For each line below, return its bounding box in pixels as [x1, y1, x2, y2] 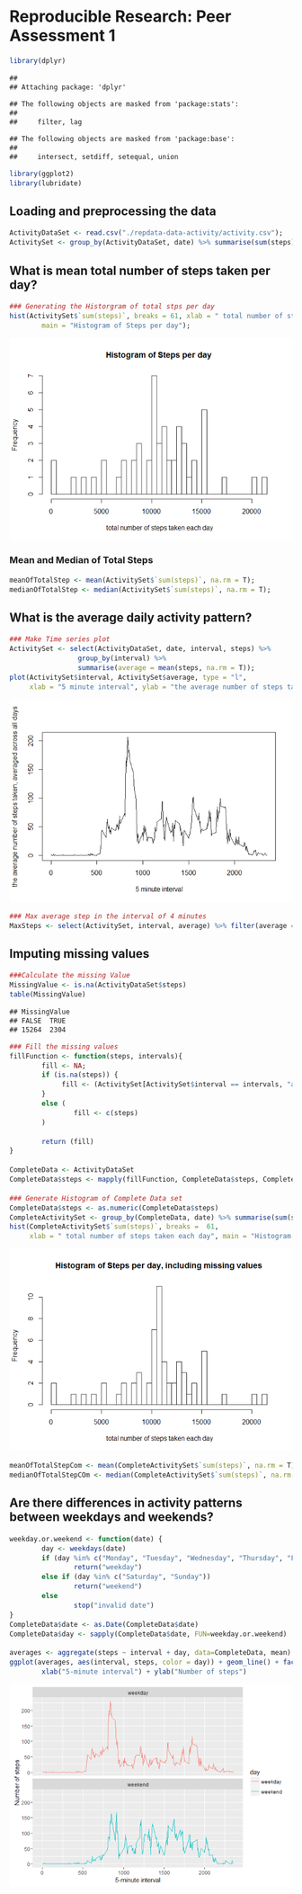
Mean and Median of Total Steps [9, 554, 154, 567]
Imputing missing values [9, 946, 150, 961]
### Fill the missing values [9, 1041, 119, 1051]
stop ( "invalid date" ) [73, 1601, 155, 1610]
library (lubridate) [9, 178, 83, 188]
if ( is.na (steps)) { [41, 1070, 119, 1080]
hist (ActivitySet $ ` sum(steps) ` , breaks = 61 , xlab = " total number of [9, 311, 283, 320]
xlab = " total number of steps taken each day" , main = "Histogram [29, 1232, 292, 1241]
